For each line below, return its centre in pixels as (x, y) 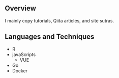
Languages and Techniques (50, 37)
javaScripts (24, 54)
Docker (20, 70)
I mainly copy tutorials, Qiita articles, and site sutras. (59, 20)
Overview (21, 8)
